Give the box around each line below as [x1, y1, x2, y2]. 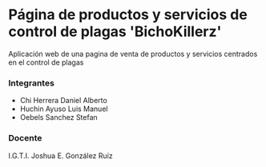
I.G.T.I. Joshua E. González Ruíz [8, 150, 114, 161]
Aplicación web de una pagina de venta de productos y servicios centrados [8, 49, 258, 58]
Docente [8, 133, 42, 144]
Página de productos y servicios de [8, 6, 248, 24]
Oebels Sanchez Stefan [19, 113, 98, 122]
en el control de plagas [8, 58, 84, 67]
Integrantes [8, 78, 54, 89]
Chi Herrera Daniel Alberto [19, 96, 108, 105]
